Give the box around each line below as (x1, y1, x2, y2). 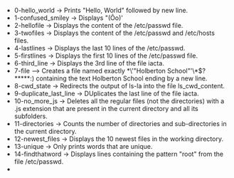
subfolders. (14, 112, 48, 120)
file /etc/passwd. (14, 157, 64, 166)
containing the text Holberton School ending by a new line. (35, 74, 208, 83)
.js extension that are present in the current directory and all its (14, 105, 198, 112)
